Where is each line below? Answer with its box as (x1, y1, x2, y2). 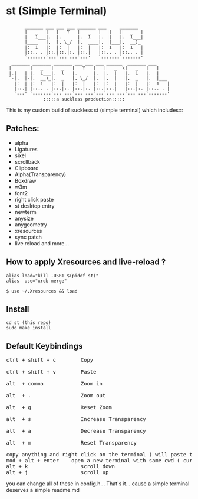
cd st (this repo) (6, 320, 51, 326)
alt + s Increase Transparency (6, 416, 146, 423)
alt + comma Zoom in (6, 380, 103, 387)
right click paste (14, 196, 54, 203)
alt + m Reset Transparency (6, 439, 137, 446)
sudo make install (6, 325, 51, 331)
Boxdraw (14, 177, 37, 184)
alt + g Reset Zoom (6, 404, 112, 411)
